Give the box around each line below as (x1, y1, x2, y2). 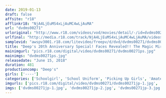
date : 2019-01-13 (5, 7, 41, 12)
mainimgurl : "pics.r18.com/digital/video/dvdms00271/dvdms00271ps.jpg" (5, 49, 156, 53)
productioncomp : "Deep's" (5, 67, 58, 72)
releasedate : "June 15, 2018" (5, 58, 68, 63)
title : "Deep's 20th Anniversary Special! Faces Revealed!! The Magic (5, 44, 154, 49)
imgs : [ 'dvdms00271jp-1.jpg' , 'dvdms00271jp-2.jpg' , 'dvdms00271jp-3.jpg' (5, 85, 163, 91)
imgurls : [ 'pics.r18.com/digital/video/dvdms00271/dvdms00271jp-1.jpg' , (5, 81, 158, 86)
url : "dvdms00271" (5, 26, 43, 31)
